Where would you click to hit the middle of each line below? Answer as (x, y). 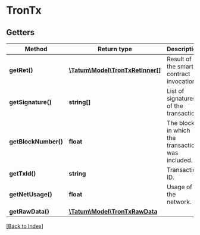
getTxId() (23, 173)
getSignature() (30, 102)
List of (175, 91)
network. (179, 202)
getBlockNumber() (36, 142)
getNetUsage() (31, 194)
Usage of (179, 187)
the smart (180, 66)
